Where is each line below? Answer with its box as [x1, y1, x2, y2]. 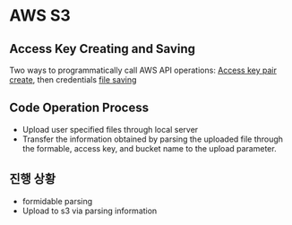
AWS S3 [9, 5, 72, 26]
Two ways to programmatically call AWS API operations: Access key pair [9, 65, 278, 75]
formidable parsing [21, 195, 93, 206]
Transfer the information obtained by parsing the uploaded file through [21, 134, 284, 144]
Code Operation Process [9, 100, 150, 116]
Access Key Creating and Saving [9, 41, 195, 56]
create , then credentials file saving [9, 74, 137, 85]
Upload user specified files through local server [21, 124, 199, 134]
